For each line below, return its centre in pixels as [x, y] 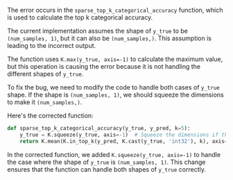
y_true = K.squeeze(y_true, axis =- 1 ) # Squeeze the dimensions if [119, 135]
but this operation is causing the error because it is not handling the [104, 66]
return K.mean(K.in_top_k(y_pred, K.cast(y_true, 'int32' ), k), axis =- [125, 141]
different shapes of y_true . [45, 74]
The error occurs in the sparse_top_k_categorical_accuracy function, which [115, 10]
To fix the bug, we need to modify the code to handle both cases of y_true [113, 87]
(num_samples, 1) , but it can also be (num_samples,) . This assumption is [110, 38]
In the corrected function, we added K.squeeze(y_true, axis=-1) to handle [114, 154]
